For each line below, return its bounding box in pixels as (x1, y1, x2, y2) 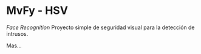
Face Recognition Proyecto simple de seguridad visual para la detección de (6, 24, 196, 31)
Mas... (6, 42, 22, 49)
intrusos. (6, 30, 29, 37)
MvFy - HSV (6, 4, 69, 18)
